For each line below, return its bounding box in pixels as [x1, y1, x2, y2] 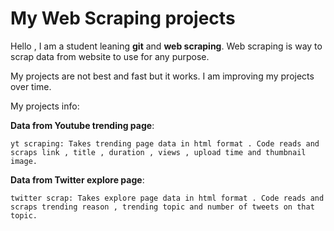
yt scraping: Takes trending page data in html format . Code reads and [10, 138, 320, 149]
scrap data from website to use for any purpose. [10, 50, 210, 62]
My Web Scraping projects [10, 7, 236, 30]
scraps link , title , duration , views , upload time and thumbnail [10, 147, 307, 157]
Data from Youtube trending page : [10, 119, 155, 131]
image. [10, 156, 38, 166]
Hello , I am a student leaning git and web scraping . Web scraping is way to [10, 40, 323, 52]
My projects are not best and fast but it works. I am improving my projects [10, 70, 315, 82]
